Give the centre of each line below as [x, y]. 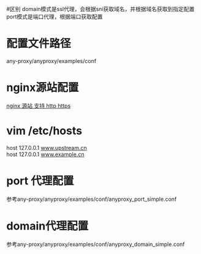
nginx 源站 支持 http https [39, 105]
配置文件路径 [39, 44]
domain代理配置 [47, 226]
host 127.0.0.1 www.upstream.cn [47, 148]
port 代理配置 [40, 181]
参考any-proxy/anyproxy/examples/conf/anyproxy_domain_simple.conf [96, 244]
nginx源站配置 [43, 88]
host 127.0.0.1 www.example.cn [45, 154]
